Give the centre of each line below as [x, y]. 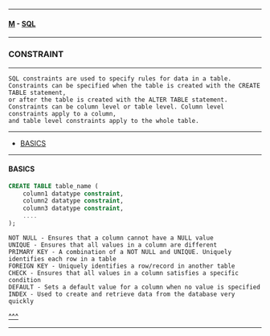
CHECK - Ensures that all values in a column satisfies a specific [124, 273]
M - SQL [22, 23]
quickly [21, 301]
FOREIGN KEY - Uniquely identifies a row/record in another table [122, 266]
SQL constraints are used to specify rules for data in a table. [120, 78]
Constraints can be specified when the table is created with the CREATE [135, 85]
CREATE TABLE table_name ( [53, 186]
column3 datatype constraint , [74, 209]
